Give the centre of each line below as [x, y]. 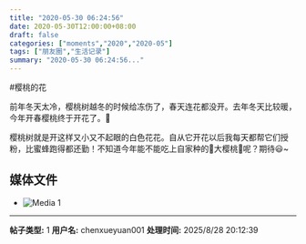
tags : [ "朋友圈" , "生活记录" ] [60, 52]
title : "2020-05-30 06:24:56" [67, 18]
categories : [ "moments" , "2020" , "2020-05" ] [91, 43]
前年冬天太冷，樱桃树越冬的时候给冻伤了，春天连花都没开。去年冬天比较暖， [153, 107]
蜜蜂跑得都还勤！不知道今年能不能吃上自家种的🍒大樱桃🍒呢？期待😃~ [161, 148]
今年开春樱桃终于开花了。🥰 [60, 118]
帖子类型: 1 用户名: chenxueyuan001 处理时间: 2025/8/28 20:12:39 [134, 229]
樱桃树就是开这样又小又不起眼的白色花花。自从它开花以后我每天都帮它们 [145, 137]
